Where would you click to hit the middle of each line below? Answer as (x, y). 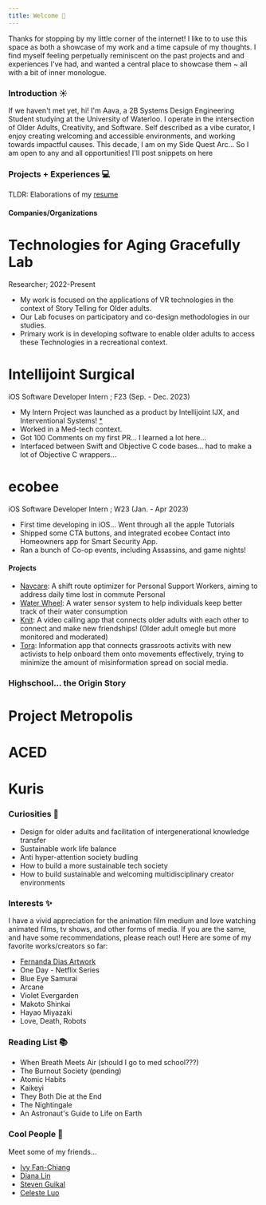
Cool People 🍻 (36, 1134)
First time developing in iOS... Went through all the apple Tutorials (127, 524)
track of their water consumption (74, 611)
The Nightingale (46, 1105)
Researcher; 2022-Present (52, 284)
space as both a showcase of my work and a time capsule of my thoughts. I (132, 47)
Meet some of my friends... (53, 1151)
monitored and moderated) (64, 637)
